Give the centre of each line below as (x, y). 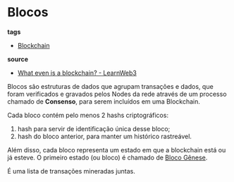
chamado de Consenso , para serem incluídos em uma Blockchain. (104, 101)
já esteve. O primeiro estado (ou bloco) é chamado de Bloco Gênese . (107, 157)
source (18, 59)
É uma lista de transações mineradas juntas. (71, 171)
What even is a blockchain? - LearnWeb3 (77, 73)
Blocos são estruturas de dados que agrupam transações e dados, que (110, 86)
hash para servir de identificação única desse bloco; (94, 128)
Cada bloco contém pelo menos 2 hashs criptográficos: (88, 115)
